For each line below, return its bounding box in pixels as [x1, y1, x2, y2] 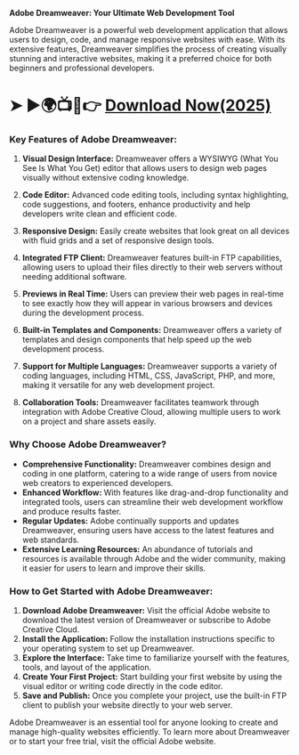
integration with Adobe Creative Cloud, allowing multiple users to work [21, 407, 281, 418]
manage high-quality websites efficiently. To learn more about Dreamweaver [9, 727, 290, 737]
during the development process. [21, 307, 144, 319]
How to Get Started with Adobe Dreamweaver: [9, 585, 214, 597]
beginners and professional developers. [9, 62, 156, 73]
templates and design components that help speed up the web [21, 334, 252, 345]
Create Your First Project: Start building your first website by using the [21, 671, 283, 682]
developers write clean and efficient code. [21, 208, 178, 219]
